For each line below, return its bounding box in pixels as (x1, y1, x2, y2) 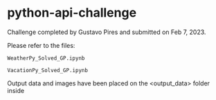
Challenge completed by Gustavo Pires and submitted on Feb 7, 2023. (7, 28, 206, 36)
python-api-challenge (7, 5, 137, 21)
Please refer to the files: (7, 41, 75, 49)
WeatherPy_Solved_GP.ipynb (7, 54, 85, 62)
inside (7, 86, 25, 94)
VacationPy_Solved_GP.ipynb (7, 67, 89, 74)
